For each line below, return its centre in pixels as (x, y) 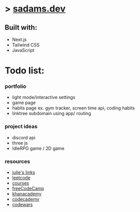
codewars (22, 204)
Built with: (21, 28)
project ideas (21, 127)
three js (20, 143)
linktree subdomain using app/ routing (51, 114)
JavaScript (23, 50)
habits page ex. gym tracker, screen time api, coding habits (73, 108)
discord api (24, 137)
